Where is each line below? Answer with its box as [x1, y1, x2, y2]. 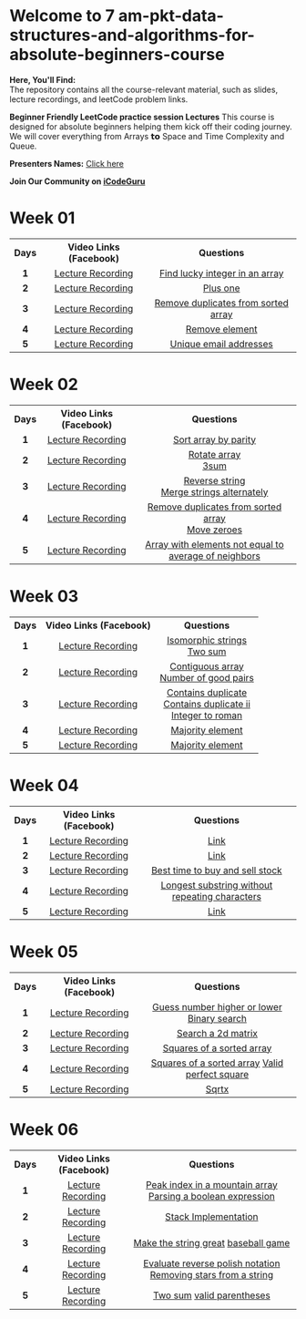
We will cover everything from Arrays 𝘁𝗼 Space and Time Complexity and [9, 130, 285, 141]
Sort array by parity [172, 433, 257, 446]
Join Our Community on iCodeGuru [9, 175, 146, 187]
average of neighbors [168, 549, 261, 562]
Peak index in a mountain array [145, 1178, 278, 1190]
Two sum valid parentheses [153, 1289, 270, 1302]
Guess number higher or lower [151, 1000, 282, 1013]
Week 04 [9, 775, 79, 796]
